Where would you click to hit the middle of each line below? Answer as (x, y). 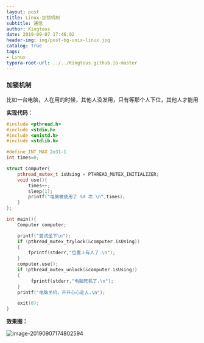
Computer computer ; (42, 225)
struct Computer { (28, 169)
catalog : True (24, 46)
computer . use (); (38, 264)
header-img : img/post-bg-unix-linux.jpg (58, 40)
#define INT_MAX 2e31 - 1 (37, 152)
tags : (13, 52)
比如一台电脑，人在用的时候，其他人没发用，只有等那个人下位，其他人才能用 (102, 99)
